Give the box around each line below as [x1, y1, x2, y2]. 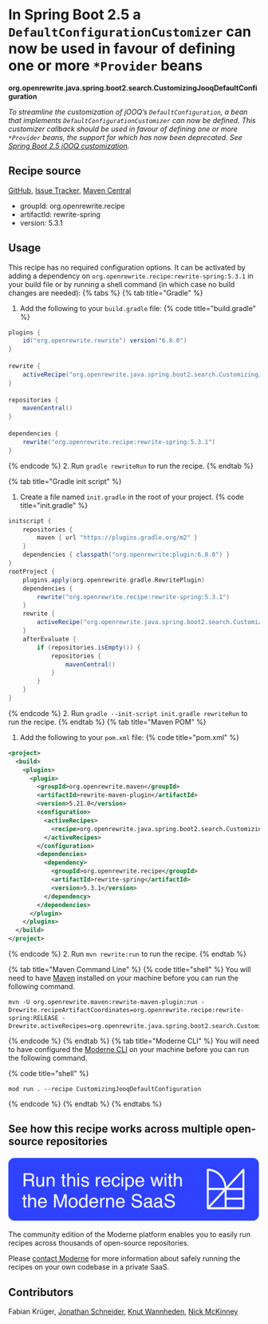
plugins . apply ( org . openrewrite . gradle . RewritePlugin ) [22, 576, 205, 584]
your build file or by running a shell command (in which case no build [8, 279, 235, 289]
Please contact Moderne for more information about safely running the [8, 1254, 241, 1263]
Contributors [8, 1286, 74, 1299]
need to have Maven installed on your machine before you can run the [8, 974, 239, 983]
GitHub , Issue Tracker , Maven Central [8, 186, 132, 195]
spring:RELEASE [8, 1014, 59, 1022]
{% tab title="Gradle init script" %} [8, 476, 122, 486]
